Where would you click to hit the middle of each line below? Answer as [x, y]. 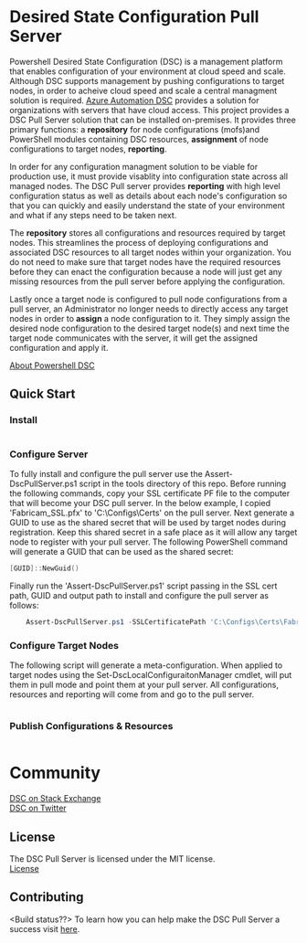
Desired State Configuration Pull [134, 17]
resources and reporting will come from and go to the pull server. [132, 694]
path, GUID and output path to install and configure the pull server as [139, 595]
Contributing [47, 897]
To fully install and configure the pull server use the [106, 473]
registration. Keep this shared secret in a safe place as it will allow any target [153, 532]
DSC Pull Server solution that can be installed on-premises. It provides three [153, 120]
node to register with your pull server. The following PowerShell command [148, 542]
